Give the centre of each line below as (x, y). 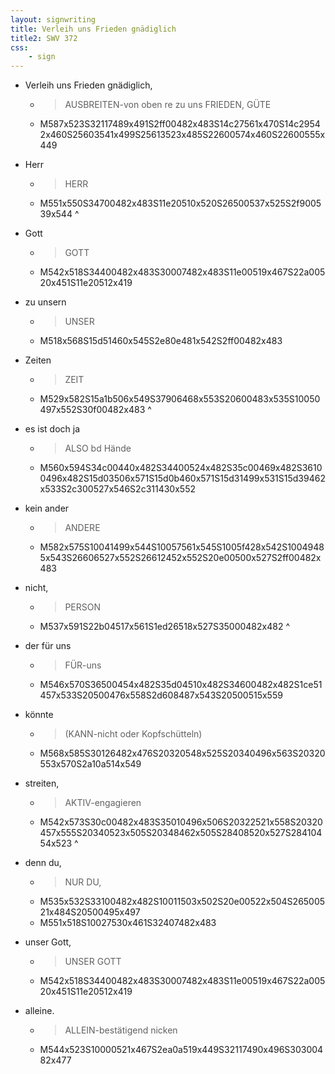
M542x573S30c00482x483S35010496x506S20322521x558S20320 (181, 822)
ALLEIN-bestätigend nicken (121, 1030)
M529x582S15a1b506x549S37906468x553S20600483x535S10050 (180, 399)
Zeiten (38, 360)
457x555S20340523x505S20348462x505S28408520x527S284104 (181, 833)
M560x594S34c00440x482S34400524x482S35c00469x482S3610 (181, 468)
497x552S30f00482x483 (92, 410)
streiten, (42, 783)
